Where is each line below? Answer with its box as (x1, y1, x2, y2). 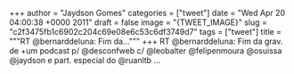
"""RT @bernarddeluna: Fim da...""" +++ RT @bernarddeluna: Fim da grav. (9, 36, 283, 46)
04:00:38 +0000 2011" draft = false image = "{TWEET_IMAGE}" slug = (9, 17, 267, 28)
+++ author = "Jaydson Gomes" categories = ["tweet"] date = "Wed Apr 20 (9, 8, 286, 18)
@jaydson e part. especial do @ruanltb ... (9, 55, 161, 65)
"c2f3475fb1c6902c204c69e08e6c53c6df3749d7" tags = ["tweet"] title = (9, 27, 282, 37)
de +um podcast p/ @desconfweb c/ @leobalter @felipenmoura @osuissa (9, 45, 282, 56)
